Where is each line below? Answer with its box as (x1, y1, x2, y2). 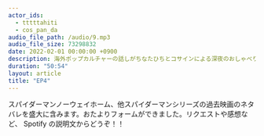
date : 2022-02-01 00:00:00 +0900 (8, 48, 118, 55)
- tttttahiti (15, 19, 58, 27)
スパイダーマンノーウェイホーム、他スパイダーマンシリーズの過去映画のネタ (8, 99, 255, 109)
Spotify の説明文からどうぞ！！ (23, 119, 125, 128)
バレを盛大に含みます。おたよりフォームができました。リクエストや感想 (8, 109, 241, 118)
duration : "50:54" (8, 63, 68, 70)
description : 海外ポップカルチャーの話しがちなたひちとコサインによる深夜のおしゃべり (8, 55, 258, 63)
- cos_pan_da (15, 26, 58, 34)
